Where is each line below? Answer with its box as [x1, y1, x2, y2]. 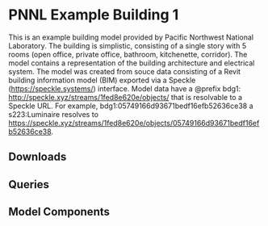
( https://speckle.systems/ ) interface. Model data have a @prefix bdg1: [8, 83, 241, 94]
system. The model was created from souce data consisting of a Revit [8, 66, 241, 76]
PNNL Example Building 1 [8, 6, 179, 24]
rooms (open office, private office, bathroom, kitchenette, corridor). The [8, 49, 248, 59]
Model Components [8, 205, 111, 219]
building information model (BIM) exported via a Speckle [8, 75, 196, 85]
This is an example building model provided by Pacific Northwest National [8, 32, 254, 42]
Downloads [8, 150, 67, 164]
